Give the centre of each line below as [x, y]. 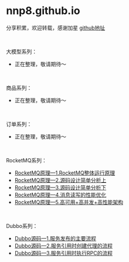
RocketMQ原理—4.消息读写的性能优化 [60, 195]
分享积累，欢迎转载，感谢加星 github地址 [56, 28]
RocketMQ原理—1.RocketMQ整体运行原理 [65, 173]
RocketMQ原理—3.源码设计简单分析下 [60, 187]
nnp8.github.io [43, 11]
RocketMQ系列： [26, 160]
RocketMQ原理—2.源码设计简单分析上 [60, 180]
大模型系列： [21, 52]
